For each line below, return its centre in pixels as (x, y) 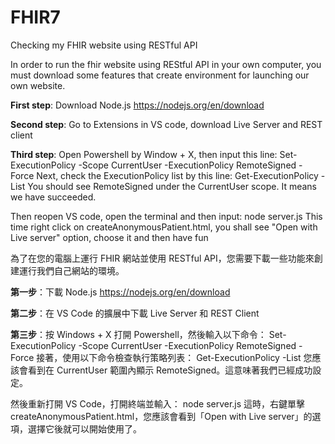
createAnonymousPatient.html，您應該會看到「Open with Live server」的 (161, 416)
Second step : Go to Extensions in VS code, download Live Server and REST (166, 124)
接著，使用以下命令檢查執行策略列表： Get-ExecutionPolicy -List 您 (174, 357)
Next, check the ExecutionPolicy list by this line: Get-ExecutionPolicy (177, 175)
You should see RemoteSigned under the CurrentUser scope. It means (172, 186)
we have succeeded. (53, 197)
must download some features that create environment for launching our (160, 75)
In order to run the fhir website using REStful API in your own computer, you (166, 64)
